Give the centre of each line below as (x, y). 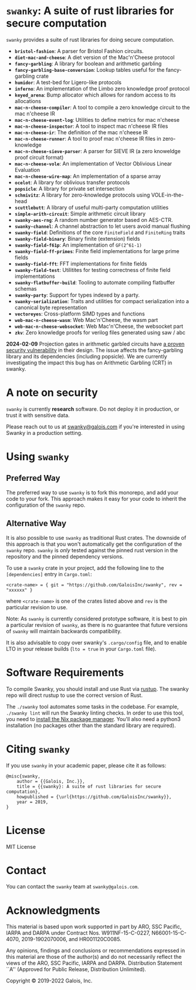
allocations (28, 101)
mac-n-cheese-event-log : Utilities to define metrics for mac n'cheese (97, 119)
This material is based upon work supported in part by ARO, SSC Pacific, (94, 927)
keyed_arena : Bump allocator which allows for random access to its (95, 95)
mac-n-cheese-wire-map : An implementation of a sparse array (88, 176)
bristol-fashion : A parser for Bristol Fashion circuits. (79, 51)
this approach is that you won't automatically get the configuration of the (94, 544)
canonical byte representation (51, 307)
